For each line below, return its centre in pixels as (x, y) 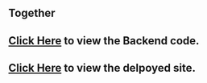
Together (32, 13)
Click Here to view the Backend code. (104, 41)
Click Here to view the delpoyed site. (102, 68)
